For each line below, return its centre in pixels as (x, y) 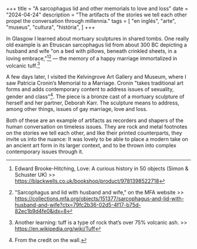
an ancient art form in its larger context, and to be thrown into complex (91, 145)
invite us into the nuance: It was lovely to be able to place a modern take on (97, 139)
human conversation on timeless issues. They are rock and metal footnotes (97, 126)
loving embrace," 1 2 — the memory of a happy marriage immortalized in (92, 58)
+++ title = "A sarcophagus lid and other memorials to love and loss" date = (97, 9)
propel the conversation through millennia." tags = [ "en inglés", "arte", (91, 21)
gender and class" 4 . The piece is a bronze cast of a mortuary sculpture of (95, 96)
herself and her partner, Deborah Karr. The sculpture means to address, (93, 103)
